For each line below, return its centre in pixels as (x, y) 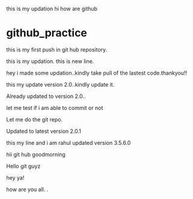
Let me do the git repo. (35, 119)
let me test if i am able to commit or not (55, 108)
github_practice (47, 33)
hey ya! (15, 177)
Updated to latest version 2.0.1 (44, 131)
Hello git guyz (23, 166)
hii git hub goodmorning (36, 154)
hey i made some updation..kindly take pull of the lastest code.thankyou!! (97, 73)
